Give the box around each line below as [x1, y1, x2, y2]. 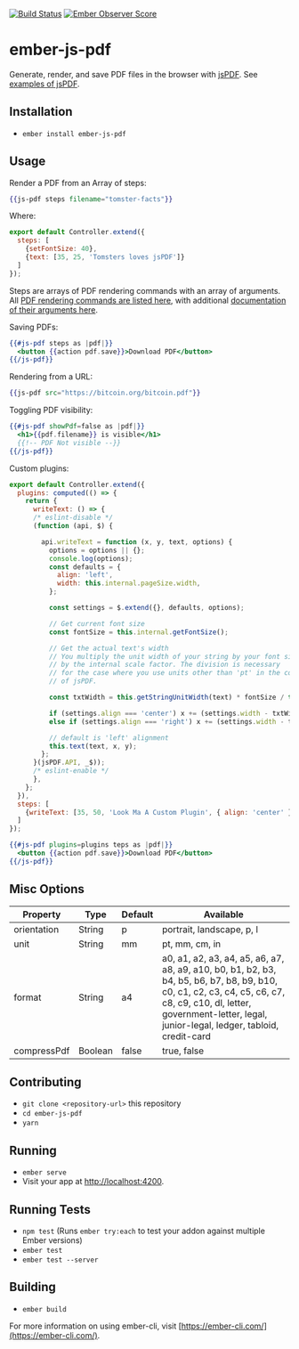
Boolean [78, 1044, 113, 1057]
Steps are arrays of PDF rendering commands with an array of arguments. [9, 285, 281, 296]
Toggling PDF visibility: [9, 405, 93, 416]
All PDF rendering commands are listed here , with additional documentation [9, 295, 287, 305]
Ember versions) [21, 1235, 83, 1246]
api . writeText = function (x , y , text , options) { [41, 537, 233, 547]
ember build [21, 1304, 67, 1313]
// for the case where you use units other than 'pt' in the [48, 669, 280, 678]
